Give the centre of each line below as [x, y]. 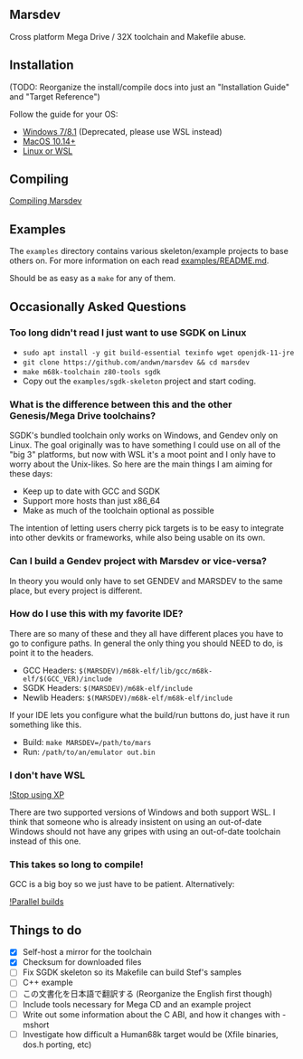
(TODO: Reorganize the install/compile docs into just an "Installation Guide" [150, 87]
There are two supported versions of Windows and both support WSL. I [142, 812]
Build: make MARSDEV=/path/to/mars [87, 742]
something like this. [46, 724]
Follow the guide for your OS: [64, 114]
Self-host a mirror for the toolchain [87, 952]
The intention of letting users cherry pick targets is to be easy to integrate [147, 528]
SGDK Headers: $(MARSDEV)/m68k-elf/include [107, 687]
